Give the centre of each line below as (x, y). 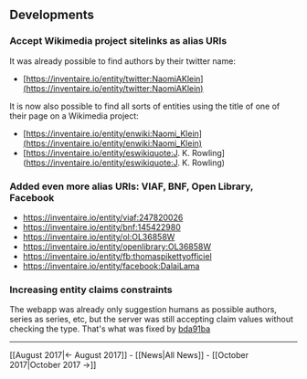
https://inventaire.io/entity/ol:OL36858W (99, 237)
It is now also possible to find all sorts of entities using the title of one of (145, 106)
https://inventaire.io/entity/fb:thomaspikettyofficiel (117, 256)
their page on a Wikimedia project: (74, 116)
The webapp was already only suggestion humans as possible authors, (143, 310)
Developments (52, 15)
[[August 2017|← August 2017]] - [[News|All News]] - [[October (129, 355)
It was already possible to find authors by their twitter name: (122, 61)
